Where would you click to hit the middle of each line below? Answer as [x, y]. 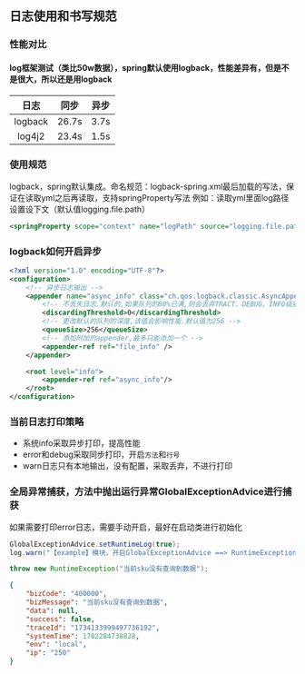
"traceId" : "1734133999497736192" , [93, 628]
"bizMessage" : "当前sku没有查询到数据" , [97, 602]
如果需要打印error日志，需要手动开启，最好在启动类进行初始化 [126, 527]
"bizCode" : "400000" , [66, 594]
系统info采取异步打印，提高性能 [81, 443]
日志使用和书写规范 [63, 16]
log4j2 [31, 136]
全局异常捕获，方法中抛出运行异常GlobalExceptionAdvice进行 [146, 491]
